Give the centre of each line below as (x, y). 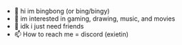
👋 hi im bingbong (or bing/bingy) (62, 11)
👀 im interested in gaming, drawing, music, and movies (95, 19)
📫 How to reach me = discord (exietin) (71, 34)
